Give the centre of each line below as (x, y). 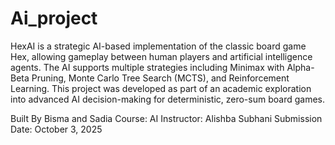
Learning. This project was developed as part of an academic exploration (161, 88)
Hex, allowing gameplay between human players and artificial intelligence (161, 56)
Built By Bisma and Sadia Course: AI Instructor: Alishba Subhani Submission (166, 118)
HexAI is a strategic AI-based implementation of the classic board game (158, 46)
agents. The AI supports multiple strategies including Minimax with (147, 67)
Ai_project (54, 18)
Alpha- (300, 67)
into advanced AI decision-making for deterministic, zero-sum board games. (167, 99)
